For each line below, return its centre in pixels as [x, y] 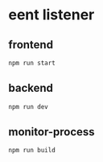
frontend [31, 45]
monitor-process [51, 132]
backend [31, 88]
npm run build [32, 151]
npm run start [32, 63]
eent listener [51, 15]
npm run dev [28, 106]
